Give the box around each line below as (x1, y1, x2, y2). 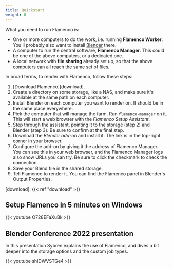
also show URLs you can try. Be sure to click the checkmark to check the (12, 154, 167, 160)
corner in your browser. (12, 138, 63, 144)
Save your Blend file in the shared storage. (12, 165, 103, 171)
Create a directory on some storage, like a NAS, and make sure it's (12, 89, 154, 95)
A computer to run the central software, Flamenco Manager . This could (12, 47, 165, 53)
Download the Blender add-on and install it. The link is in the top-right (12, 132, 161, 138)
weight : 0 (5, 12, 27, 17)
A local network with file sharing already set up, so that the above (12, 58, 153, 64)
